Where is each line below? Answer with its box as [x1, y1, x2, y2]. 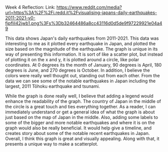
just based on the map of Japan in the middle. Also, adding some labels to [5, 114, 158, 120]
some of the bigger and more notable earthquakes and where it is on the [5, 120, 155, 125]
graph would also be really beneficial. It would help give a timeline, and [5, 125, 152, 131]
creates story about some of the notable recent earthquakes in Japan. [5, 130, 150, 136]
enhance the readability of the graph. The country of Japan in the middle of [5, 98, 161, 104]
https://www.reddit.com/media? [56, 5, 122, 10]
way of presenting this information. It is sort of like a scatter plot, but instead [5, 51, 163, 57]
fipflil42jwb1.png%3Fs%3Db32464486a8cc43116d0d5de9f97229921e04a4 [5, 20, 162, 26]
